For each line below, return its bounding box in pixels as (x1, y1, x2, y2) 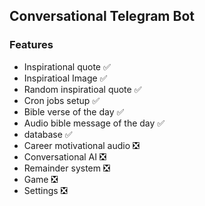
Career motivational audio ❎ (23, 139, 140, 151)
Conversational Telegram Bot (9, 8, 195, 25)
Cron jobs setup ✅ (23, 94, 101, 106)
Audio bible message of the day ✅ (23, 117, 166, 129)
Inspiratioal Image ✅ (23, 72, 108, 84)
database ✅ (23, 128, 73, 140)
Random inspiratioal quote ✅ (23, 83, 142, 95)
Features (9, 38, 54, 52)
